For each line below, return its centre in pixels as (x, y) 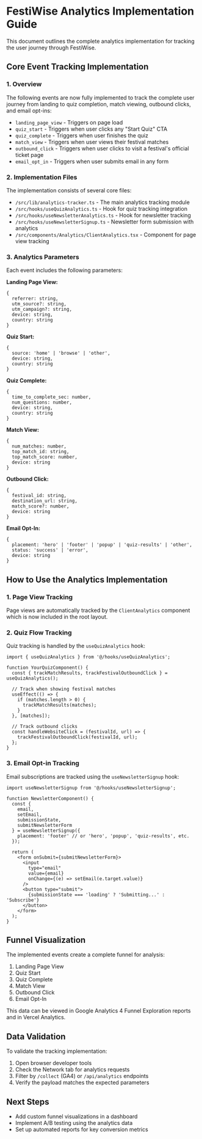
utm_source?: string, (39, 304)
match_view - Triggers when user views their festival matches (92, 142)
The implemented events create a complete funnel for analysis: (85, 955)
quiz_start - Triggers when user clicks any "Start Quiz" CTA (91, 129)
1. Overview (24, 84)
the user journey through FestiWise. (51, 48)
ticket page (29, 155)
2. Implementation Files (42, 177)
